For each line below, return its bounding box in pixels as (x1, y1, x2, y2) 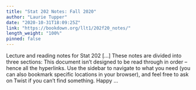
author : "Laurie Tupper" (6, 14, 68, 20)
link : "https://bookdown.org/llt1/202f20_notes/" (6, 25, 131, 31)
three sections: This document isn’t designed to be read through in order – (6, 58, 188, 65)
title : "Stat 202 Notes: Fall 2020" (6, 8, 97, 15)
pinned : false (6, 36, 41, 42)
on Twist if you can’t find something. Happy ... (6, 77, 118, 84)
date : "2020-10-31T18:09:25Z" (6, 19, 81, 25)
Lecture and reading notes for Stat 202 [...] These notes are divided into (6, 52, 182, 59)
